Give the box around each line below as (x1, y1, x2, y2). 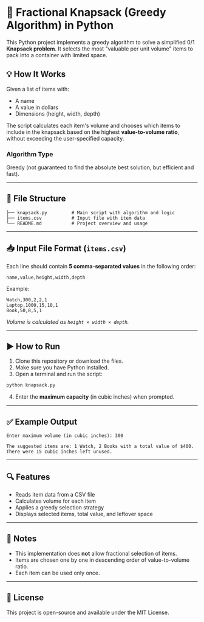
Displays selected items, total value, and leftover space (15, 510, 154, 517)
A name (15, 97, 35, 104)
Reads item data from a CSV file (15, 491, 95, 498)
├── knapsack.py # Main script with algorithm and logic (6, 209, 175, 215)
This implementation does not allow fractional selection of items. (15, 550, 177, 557)
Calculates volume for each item (15, 497, 96, 505)
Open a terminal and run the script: (15, 371, 103, 378)
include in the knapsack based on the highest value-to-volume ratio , (6, 128, 180, 136)
